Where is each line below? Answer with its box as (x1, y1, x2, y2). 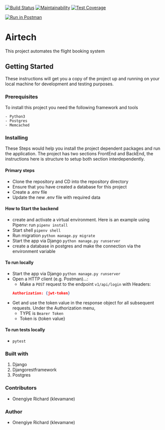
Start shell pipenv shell (12, 227, 61, 233)
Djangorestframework (12, 367, 57, 373)
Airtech (5, 32, 37, 43)
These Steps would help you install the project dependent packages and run (5, 145, 161, 151)
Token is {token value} (19, 315, 66, 321)
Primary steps (5, 167, 35, 173)
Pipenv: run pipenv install (12, 222, 68, 228)
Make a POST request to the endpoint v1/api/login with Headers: (19, 281, 151, 287)
